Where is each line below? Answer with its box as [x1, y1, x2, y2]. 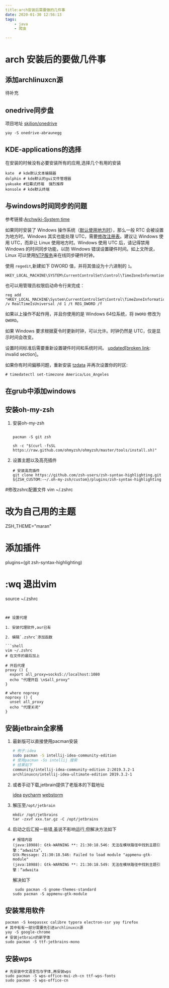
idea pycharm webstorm [12, 792, 63, 798]
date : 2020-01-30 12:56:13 [5, 12, 62, 17]
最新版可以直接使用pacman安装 [12, 738, 78, 744]
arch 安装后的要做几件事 [5, 54, 106, 66]
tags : [5, 17, 17, 22]
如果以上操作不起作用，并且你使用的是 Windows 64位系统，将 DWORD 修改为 [5, 311, 161, 317]
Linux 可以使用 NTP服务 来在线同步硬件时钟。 [5, 252, 97, 258]
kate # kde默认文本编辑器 [5, 171, 56, 176]
